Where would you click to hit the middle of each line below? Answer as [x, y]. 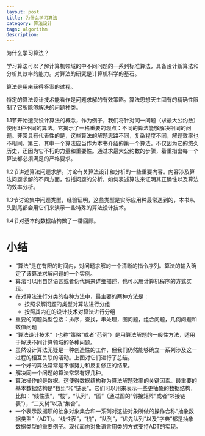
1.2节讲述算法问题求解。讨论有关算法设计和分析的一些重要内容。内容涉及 [98, 171]
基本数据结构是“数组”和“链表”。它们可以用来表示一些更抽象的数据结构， [106, 388]
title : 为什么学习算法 [32, 18]
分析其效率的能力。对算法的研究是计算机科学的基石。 [73, 73]
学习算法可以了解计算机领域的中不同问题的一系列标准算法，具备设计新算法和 [103, 66]
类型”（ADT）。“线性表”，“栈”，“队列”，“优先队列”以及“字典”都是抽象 [107, 419]
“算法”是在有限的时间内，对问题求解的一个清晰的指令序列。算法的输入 [103, 266]
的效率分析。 [22, 187]
